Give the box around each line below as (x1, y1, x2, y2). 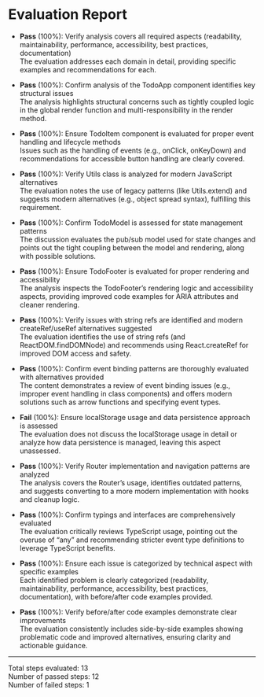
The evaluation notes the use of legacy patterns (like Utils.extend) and (19, 186, 247, 195)
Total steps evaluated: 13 (8, 663, 89, 673)
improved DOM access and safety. (19, 348, 132, 358)
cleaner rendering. (19, 300, 80, 309)
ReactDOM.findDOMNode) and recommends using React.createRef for (19, 340, 249, 349)
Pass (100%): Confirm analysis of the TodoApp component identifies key (19, 80, 255, 90)
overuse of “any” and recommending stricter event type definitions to (19, 535, 245, 544)
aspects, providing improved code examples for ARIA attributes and (19, 291, 239, 301)
